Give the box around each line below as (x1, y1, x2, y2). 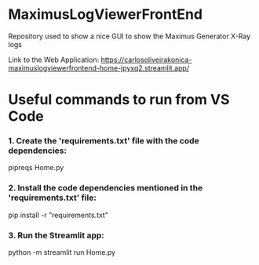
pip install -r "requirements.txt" (8, 210, 108, 220)
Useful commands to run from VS (8, 91, 230, 109)
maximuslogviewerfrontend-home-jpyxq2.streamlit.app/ (8, 63, 190, 72)
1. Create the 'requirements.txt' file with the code (8, 136, 200, 147)
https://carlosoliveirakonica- (100, 55, 192, 64)
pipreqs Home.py (8, 163, 64, 172)
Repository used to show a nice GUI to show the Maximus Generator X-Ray (8, 31, 251, 41)
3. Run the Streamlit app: (8, 230, 104, 241)
